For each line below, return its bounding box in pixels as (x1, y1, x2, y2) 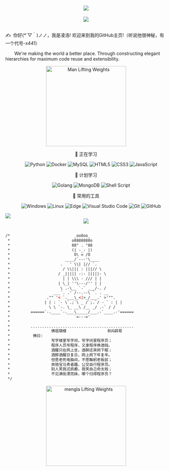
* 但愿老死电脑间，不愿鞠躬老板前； (7, 357, 113, 362)
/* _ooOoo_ (5, 233, 91, 238)
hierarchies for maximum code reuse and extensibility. (5, 55, 120, 62)
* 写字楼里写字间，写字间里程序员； (7, 338, 113, 343)
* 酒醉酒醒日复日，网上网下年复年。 (7, 352, 113, 358)
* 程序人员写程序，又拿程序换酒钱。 (7, 343, 113, 348)
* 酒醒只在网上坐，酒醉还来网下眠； (7, 347, 113, 352)
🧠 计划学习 (75, 172, 97, 178)
